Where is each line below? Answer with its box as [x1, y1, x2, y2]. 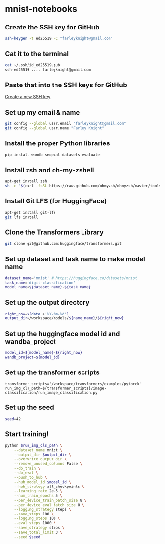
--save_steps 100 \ [14, 512, 54, 516]
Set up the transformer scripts [5, 369, 100, 377]
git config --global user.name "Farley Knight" [5, 125, 105, 131]
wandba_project [5, 337, 56, 345]
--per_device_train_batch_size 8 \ [14, 498, 87, 503]
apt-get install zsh [5, 179, 48, 184]
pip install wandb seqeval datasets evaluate [5, 152, 100, 157]
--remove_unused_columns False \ [14, 461, 82, 466]
